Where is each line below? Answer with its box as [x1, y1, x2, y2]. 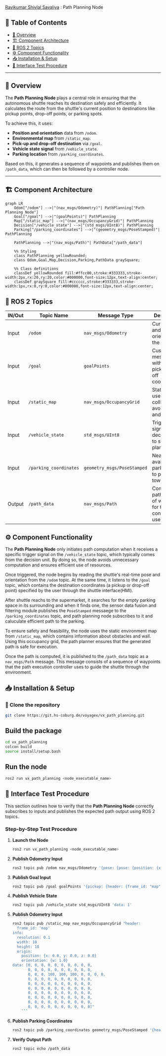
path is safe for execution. [5, 644, 58, 650]
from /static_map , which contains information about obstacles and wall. [5, 633, 152, 639]
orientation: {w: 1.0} [21, 958, 68, 963]
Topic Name [39, 312, 68, 319]
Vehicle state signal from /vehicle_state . [12, 146, 98, 152]
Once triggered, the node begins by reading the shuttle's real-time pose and [5, 571, 161, 578]
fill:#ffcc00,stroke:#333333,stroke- [65, 271, 142, 276]
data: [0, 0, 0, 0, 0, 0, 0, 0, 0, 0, [12, 963, 92, 968]
